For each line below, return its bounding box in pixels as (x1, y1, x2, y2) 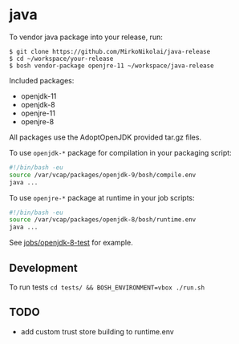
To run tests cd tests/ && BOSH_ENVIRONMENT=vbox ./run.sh (9, 282, 205, 292)
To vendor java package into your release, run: (9, 32, 163, 42)
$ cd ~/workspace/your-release (9, 55, 114, 63)
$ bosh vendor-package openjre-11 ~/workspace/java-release (9, 62, 215, 70)
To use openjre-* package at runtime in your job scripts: (9, 192, 195, 202)
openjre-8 (20, 116, 55, 126)
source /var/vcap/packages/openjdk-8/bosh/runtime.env (9, 216, 196, 224)
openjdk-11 (20, 91, 57, 101)
